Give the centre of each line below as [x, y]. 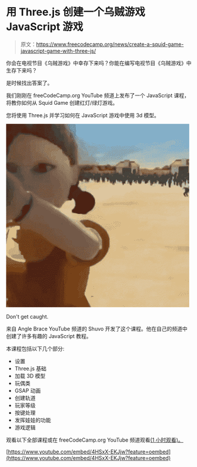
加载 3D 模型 [30, 376]
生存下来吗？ [21, 70]
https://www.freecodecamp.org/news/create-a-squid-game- [110, 44]
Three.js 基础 [31, 368]
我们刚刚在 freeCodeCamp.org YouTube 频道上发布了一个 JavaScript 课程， [98, 95]
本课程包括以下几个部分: [35, 349]
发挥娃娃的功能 [33, 420]
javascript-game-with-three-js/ [58, 51]
